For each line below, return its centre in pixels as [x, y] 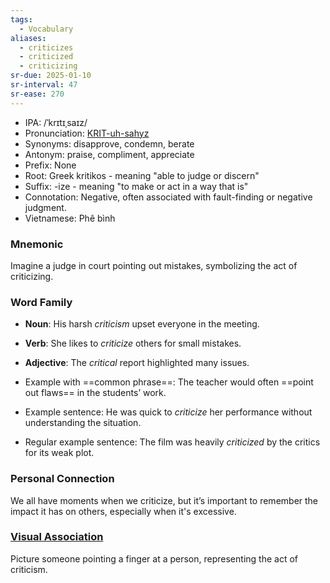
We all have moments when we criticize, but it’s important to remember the [164, 500]
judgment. [45, 207]
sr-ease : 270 [37, 94]
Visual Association [57, 537]
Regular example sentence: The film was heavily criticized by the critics [172, 442]
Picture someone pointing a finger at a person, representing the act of [154, 558]
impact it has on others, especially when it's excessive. [123, 511]
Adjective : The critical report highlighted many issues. [137, 363]
